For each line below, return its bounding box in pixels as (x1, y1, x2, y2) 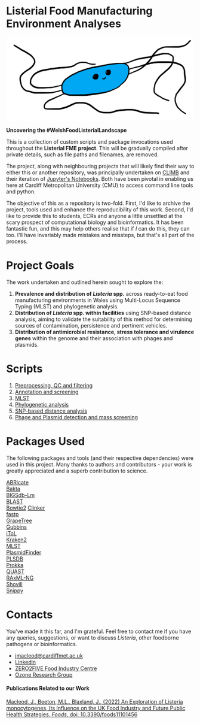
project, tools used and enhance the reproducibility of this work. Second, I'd (6, 206, 193, 213)
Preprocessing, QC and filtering (14, 381, 93, 389)
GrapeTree (6, 517, 32, 524)
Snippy (6, 587, 24, 594)
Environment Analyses (6, 17, 121, 31)
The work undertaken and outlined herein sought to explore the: (6, 278, 164, 286)
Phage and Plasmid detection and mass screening (14, 413, 139, 420)
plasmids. (14, 341, 39, 349)
